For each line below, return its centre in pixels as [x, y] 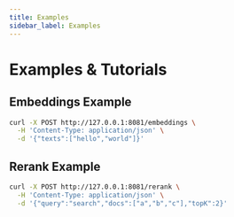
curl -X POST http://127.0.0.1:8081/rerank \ [94, 187]
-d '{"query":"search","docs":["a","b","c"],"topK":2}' [122, 203]
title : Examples [39, 17]
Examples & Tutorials [88, 70]
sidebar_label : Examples [55, 26]
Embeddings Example [70, 102]
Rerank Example [55, 166]
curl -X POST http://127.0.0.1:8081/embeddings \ [103, 122]
